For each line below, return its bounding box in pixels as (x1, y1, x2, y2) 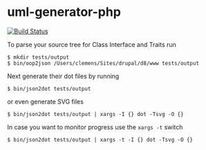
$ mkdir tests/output (7, 53, 70, 61)
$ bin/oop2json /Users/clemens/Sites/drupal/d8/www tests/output (7, 59, 199, 66)
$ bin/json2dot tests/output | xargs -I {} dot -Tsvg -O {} (7, 111, 185, 118)
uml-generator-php (7, 4, 121, 20)
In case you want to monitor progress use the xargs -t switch (7, 122, 183, 131)
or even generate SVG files (7, 97, 84, 106)
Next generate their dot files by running (7, 72, 120, 80)
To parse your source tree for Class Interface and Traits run (7, 40, 176, 48)
